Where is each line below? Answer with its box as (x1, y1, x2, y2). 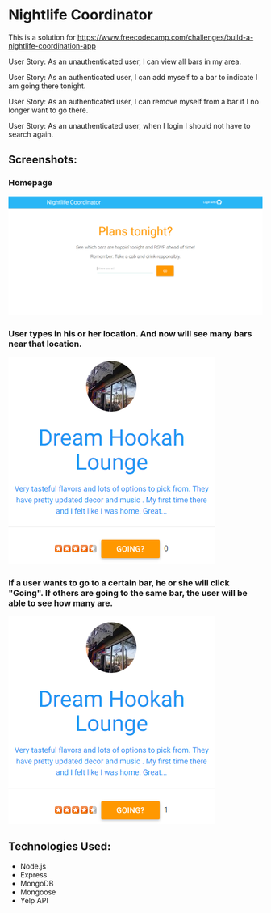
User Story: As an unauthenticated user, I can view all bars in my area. (8, 57, 242, 66)
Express (19, 869, 48, 879)
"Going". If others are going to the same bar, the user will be (8, 587, 248, 598)
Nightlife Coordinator (8, 6, 153, 24)
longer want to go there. (8, 105, 89, 115)
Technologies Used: (8, 839, 111, 854)
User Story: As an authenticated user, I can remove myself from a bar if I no (8, 96, 260, 106)
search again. (8, 129, 54, 139)
